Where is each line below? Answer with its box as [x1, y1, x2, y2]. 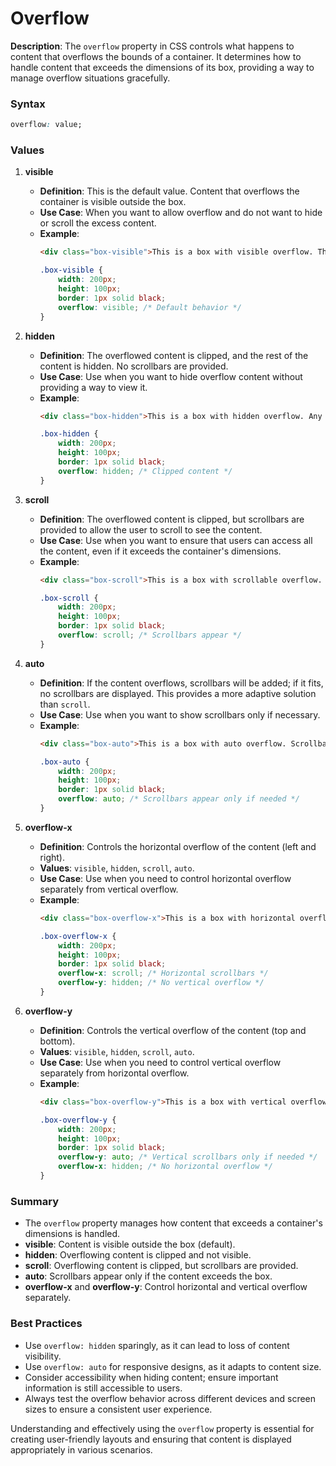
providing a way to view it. [39, 381, 148, 393]
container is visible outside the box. [39, 196, 187, 208]
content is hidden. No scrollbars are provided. [39, 360, 229, 372]
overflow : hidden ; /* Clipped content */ [58, 466, 233, 476]
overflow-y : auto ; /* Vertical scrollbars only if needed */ [58, 1152, 318, 1162]
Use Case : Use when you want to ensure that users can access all [39, 534, 313, 546]
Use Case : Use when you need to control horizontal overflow [39, 872, 292, 884]
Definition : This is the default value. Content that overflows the [39, 185, 300, 197]
